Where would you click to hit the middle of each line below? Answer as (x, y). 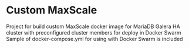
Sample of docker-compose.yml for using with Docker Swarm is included (95, 39)
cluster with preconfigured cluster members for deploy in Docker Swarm (94, 32)
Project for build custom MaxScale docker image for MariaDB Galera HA (93, 26)
